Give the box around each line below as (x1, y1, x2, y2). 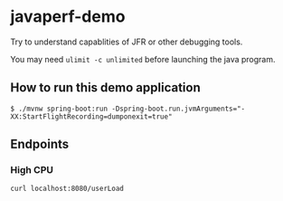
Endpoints (10, 137, 70, 152)
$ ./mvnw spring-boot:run (10, 104, 108, 113)
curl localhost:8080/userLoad (10, 184, 125, 194)
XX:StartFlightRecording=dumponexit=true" (10, 111, 173, 121)
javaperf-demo (10, 6, 126, 27)
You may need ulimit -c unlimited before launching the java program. (10, 53, 276, 64)
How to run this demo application (10, 80, 202, 96)
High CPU (10, 164, 53, 177)
